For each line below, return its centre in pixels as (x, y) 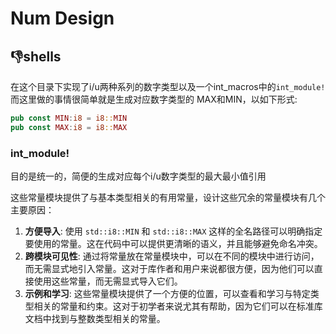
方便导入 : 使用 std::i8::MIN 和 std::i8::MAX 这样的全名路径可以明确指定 (173, 231)
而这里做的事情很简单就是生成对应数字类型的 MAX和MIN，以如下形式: (154, 99)
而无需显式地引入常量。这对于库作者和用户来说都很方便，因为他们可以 (169, 269)
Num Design (62, 18)
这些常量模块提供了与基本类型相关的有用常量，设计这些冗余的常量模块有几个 (168, 198)
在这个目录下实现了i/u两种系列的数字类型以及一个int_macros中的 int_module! (168, 86)
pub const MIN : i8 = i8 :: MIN (69, 118)
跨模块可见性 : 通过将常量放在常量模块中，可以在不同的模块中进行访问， (172, 256)
